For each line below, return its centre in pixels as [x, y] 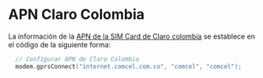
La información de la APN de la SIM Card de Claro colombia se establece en [131, 36]
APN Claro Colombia [76, 15]
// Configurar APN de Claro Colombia [77, 59]
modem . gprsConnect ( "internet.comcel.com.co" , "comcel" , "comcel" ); [129, 66]
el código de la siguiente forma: [60, 44]
